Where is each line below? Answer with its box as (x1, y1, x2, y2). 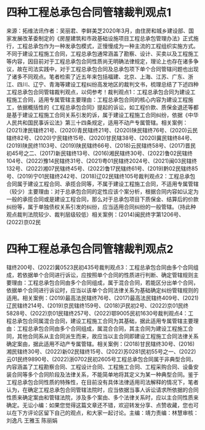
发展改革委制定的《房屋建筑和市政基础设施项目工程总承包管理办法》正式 (11, 34, 193, 42)
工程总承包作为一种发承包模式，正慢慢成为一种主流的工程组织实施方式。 (16, 42, 199, 50)
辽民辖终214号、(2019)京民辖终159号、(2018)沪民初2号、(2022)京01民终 (6, 301, 189, 309)
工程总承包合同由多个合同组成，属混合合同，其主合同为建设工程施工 (16, 325, 188, 332)
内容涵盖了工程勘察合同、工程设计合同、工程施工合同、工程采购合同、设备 (6, 363, 193, 371)
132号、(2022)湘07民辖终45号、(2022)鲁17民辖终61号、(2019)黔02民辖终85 (6, 165, 198, 172)
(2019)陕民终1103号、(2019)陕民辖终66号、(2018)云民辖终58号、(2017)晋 (6, 141, 191, 149)
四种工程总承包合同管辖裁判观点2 (6, 243, 174, 256)
